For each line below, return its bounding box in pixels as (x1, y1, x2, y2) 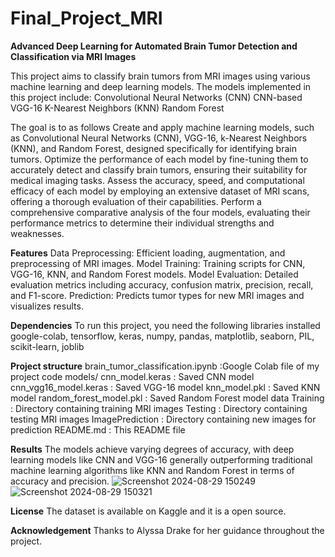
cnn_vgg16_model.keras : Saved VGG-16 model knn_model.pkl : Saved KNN (10, 381, 321, 393)
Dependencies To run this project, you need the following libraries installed (10, 319, 321, 331)
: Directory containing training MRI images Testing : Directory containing (10, 402, 308, 414)
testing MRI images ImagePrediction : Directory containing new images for (10, 413, 317, 425)
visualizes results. (10, 300, 84, 312)
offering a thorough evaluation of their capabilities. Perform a (10, 195, 262, 207)
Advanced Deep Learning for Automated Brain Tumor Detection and (10, 40, 298, 52)
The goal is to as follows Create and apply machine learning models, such (10, 121, 315, 133)
